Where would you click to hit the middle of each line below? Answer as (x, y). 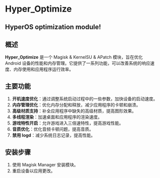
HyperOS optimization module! (53, 27)
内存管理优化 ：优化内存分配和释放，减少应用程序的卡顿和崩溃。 (76, 105)
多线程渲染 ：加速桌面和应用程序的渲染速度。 (57, 117)
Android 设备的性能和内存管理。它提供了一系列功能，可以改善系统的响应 (78, 63)
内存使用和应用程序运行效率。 (43, 70)
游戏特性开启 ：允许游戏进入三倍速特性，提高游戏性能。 (68, 123)
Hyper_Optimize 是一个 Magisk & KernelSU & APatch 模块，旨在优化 (74, 57)
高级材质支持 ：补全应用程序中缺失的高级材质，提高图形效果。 (74, 111)
